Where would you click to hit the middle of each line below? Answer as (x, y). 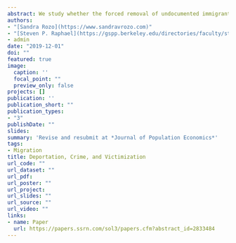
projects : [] (26, 92)
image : (17, 66)
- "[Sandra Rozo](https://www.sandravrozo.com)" (80, 27)
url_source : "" (29, 203)
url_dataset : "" (31, 170)
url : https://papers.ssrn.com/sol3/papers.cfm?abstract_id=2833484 (114, 228)
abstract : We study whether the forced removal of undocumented (103, 14)
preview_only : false (44, 85)
